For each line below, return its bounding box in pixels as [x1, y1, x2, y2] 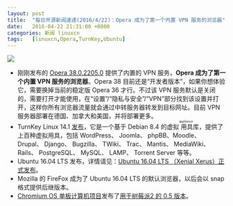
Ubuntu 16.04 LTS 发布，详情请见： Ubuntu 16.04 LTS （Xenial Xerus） [17, 157, 218, 166]
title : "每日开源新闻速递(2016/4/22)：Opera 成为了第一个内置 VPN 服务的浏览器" [7, 17, 225, 24]
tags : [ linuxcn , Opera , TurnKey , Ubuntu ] [7, 36, 126, 43]
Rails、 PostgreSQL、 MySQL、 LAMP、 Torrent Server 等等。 [17, 149, 196, 157]
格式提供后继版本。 [17, 183, 73, 191]
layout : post [7, 10, 45, 17]
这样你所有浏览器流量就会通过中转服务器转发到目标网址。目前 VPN [29, 103, 221, 111]
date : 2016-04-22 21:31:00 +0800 [7, 23, 110, 30]
